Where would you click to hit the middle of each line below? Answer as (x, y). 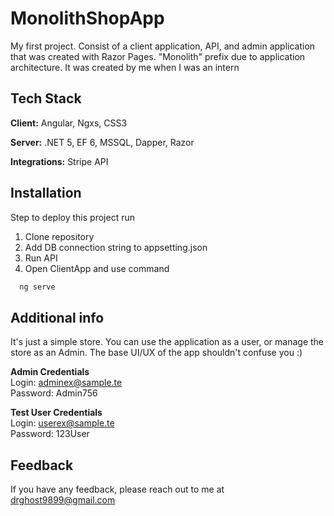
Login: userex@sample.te (62, 423)
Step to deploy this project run (72, 217)
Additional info (57, 317)
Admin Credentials (50, 372)
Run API (41, 258)
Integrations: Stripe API (59, 161)
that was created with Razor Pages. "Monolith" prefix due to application (158, 56)
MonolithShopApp (87, 18)
